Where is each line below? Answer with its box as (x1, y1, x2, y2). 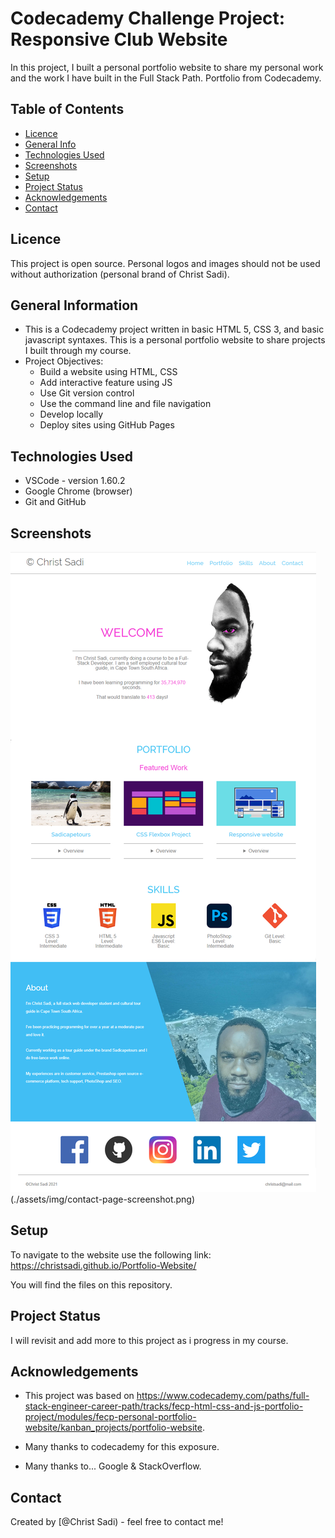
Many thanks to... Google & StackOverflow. (24, 1460, 202, 1472)
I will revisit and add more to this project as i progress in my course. (10, 1334, 289, 1346)
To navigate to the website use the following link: (10, 1248, 212, 1261)
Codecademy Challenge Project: (10, 7, 286, 30)
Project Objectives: (24, 355, 104, 367)
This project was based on (24, 1390, 135, 1402)
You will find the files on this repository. (10, 1278, 173, 1291)
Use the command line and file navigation (39, 398, 212, 410)
